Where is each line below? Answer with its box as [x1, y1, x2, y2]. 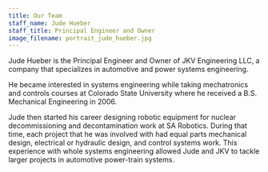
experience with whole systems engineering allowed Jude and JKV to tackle [8, 146, 260, 156]
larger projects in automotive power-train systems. [8, 155, 174, 165]
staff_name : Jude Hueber [8, 19, 91, 27]
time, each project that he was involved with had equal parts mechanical [8, 130, 247, 139]
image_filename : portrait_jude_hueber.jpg [8, 34, 152, 42]
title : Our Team [8, 11, 62, 20]
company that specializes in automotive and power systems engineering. [8, 65, 249, 74]
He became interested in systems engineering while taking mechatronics [8, 80, 249, 90]
